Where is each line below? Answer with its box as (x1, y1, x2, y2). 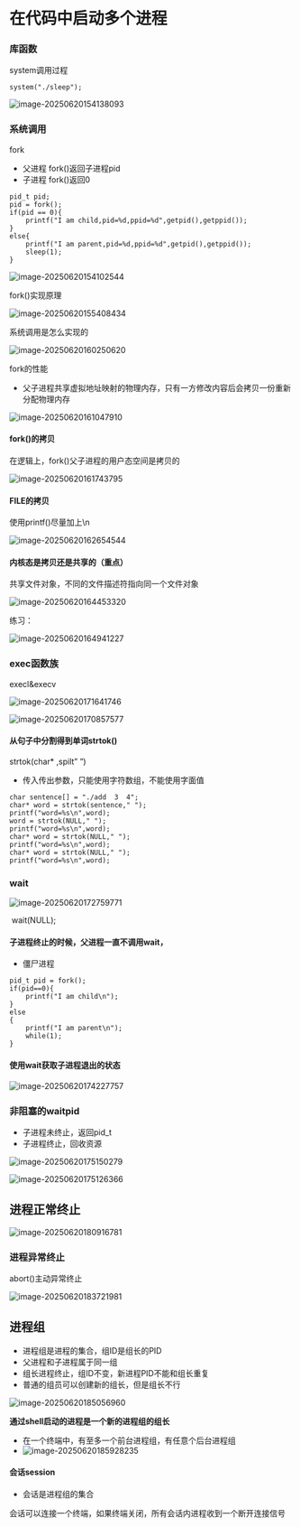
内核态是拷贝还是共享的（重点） (9, 556, 128, 567)
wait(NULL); (11, 915, 57, 926)
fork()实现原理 (9, 290, 62, 301)
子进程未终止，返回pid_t (22, 1126, 113, 1138)
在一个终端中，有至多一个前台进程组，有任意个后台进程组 (22, 1435, 236, 1446)
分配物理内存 (22, 394, 70, 405)
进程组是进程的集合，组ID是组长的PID (22, 1345, 162, 1355)
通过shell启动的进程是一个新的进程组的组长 (9, 1415, 170, 1427)
